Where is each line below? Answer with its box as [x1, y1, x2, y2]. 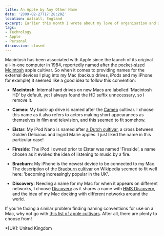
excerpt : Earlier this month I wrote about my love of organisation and [5, 20, 156, 26]
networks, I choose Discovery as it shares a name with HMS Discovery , [12, 185, 156, 191]
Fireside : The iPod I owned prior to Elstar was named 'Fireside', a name [12, 146, 156, 152]
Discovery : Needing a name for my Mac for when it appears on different [12, 181, 158, 186]
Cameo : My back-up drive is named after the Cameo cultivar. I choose [12, 107, 154, 112]
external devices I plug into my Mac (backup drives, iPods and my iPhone [5, 72, 153, 78]
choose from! [5, 216, 32, 221]
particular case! [12, 137, 44, 143]
